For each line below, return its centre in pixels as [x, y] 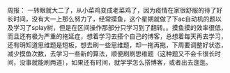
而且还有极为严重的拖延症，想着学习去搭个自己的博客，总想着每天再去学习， [117, 36]
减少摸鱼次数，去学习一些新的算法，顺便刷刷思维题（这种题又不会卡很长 [111, 54]
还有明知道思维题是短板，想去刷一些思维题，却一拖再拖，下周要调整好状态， [117, 45]
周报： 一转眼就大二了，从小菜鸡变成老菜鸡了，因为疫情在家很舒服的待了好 [115, 10]
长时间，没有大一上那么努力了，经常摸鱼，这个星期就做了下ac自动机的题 [112, 19]
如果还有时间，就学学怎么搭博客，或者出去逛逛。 [141, 62]
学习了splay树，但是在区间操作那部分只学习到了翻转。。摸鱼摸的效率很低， [120, 27]
